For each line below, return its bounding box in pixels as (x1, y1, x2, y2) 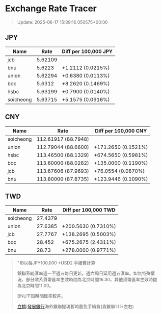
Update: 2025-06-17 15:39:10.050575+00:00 (17, 19, 108, 25)
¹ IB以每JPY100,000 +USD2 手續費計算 (17, 260, 96, 266)
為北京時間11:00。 (17, 283, 54, 288)
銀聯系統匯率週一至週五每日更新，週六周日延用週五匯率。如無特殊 (17, 270, 151, 276)
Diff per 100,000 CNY (95, 127, 147, 134)
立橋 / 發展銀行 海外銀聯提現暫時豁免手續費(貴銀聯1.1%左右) (17, 304, 134, 310)
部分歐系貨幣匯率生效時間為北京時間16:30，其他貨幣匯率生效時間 (26, 277, 158, 283)
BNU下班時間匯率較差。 (17, 293, 65, 299)
